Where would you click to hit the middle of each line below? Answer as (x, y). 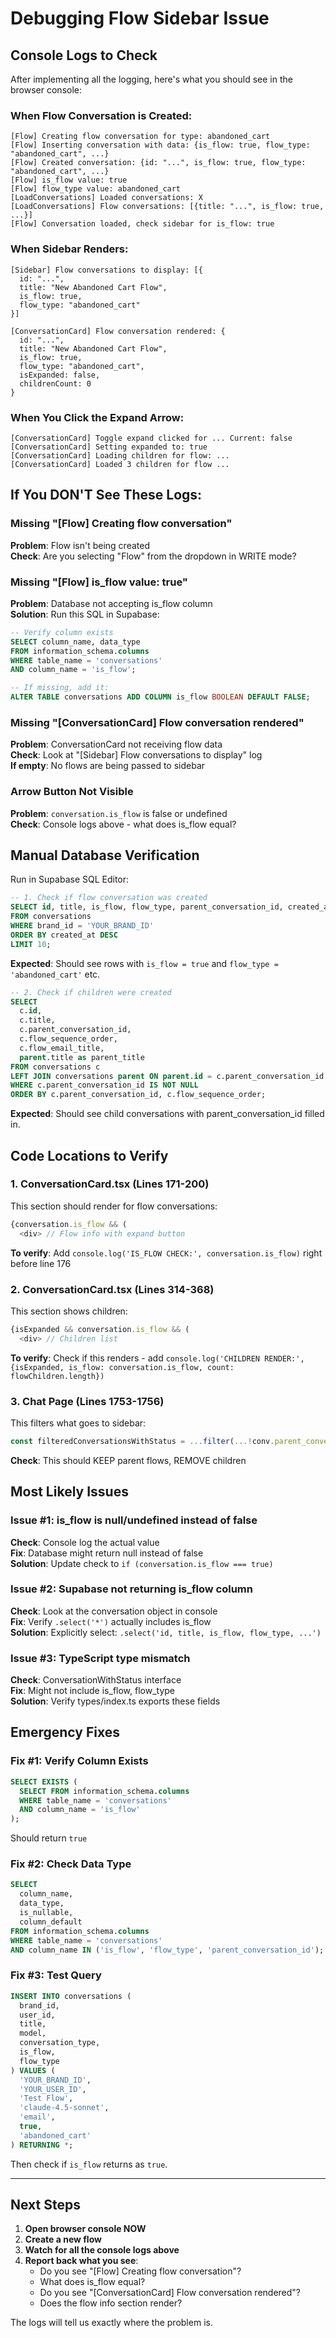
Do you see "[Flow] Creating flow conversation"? (140, 2271)
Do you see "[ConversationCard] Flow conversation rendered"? (170, 2293)
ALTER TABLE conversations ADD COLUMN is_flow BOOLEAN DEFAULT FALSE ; (160, 697)
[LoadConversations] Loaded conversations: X (106, 198)
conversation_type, (60, 2043)
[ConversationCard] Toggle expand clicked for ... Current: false (151, 438)
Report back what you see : (81, 2261)
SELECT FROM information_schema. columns (104, 1791)
